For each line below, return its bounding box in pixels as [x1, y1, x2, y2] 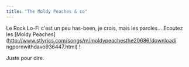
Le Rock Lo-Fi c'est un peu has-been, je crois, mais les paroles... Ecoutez [6, 24, 183, 31]
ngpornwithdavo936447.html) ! [6, 43, 81, 50]
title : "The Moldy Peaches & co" [6, 8, 88, 15]
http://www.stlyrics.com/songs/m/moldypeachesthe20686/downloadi [8, 37, 177, 44]
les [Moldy [6, 30, 32, 38]
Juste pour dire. [6, 54, 44, 61]
